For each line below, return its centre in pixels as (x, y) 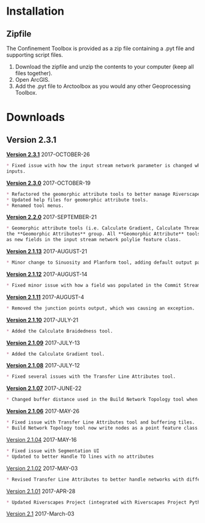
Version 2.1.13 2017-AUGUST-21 (47, 251)
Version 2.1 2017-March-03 (40, 514)
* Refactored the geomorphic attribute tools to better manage (88, 194)
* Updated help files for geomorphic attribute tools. (77, 200)
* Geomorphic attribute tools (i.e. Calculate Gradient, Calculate (94, 228)
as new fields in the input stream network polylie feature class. (94, 240)
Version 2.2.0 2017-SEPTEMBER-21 (52, 217)
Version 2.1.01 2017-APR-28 (41, 491)
